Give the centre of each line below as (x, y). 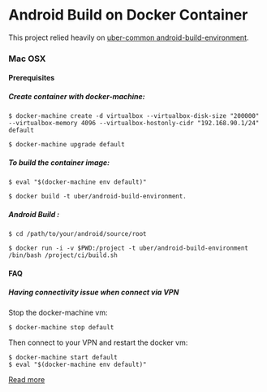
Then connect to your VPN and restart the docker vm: (98, 342)
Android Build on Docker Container (128, 15)
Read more (27, 379)
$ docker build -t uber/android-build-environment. (97, 197)
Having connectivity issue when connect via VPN (94, 292)
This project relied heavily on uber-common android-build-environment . (129, 37)
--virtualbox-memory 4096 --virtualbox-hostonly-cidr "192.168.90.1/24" (134, 124)
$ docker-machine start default (63, 357)
